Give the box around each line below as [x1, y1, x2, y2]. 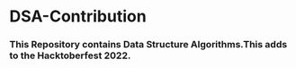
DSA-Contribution [9, 6, 147, 27]
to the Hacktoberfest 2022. [9, 49, 131, 62]
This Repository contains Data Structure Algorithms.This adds [9, 38, 288, 51]
